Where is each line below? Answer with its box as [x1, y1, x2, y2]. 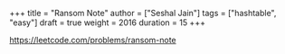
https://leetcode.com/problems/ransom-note [9, 35, 176, 45]
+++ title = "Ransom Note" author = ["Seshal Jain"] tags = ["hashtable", [9, 8, 277, 18]
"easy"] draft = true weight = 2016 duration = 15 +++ [9, 17, 206, 28]
